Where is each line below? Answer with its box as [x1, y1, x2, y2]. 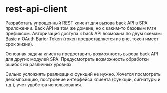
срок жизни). [5, 41, 34, 47]
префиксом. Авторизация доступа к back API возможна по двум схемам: [5, 30, 162, 36]
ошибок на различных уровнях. [5, 61, 73, 67]
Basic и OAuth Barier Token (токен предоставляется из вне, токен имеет [5, 36, 159, 42]
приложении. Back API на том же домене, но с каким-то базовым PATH [5, 25, 156, 31]
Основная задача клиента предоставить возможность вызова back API [5, 51, 158, 57]
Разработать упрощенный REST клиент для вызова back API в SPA [5, 20, 148, 26]
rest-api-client [5, 3, 67, 15]
